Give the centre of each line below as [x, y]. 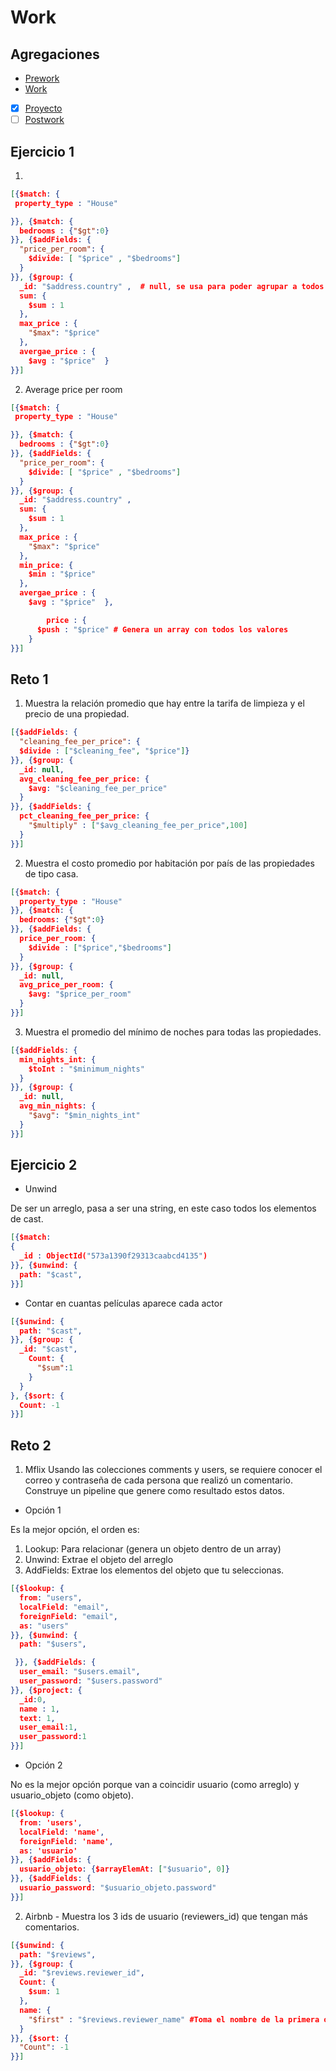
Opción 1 [43, 1510]
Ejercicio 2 [44, 1165]
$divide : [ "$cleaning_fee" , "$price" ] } [104, 751]
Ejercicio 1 [42, 151]
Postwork [44, 120]
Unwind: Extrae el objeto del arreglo [99, 1560]
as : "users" [44, 1626]
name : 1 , [39, 1709]
